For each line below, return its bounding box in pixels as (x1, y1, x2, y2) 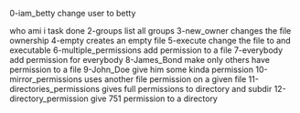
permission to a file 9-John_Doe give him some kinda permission (9, 64, 254, 75)
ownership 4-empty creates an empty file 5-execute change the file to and (9, 36, 291, 46)
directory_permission (9, 93, 89, 104)
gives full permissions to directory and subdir (102, 84, 273, 94)
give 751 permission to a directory (90, 93, 218, 104)
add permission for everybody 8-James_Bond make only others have (9, 55, 271, 65)
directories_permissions (9, 84, 101, 94)
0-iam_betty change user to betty (9, 8, 136, 18)
